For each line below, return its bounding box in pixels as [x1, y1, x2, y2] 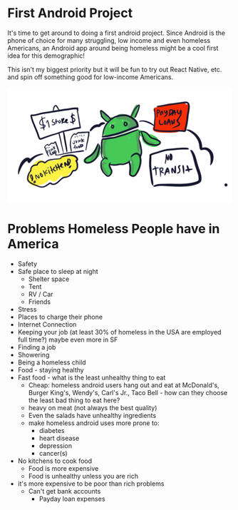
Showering [17, 350, 50, 359]
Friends [28, 297, 51, 306]
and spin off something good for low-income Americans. [7, 73, 174, 81]
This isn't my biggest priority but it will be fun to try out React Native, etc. [7, 65, 222, 73]
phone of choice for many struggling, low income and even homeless [7, 36, 211, 44]
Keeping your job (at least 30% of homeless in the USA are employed [17, 327, 222, 336]
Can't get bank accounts [28, 486, 101, 495]
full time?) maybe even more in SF [17, 335, 118, 344]
